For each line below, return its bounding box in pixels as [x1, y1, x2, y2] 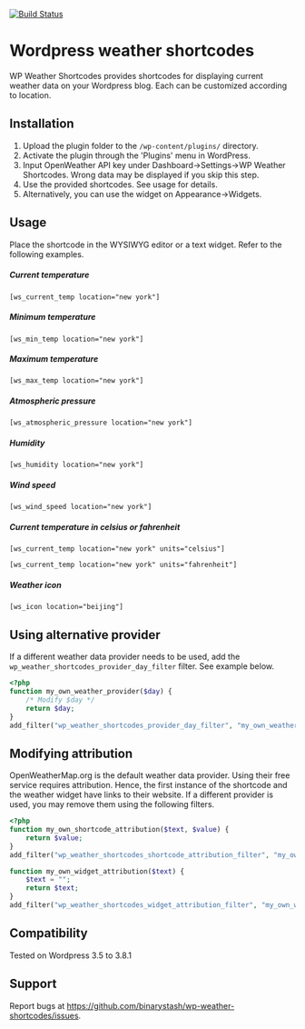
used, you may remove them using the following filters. [9, 799, 215, 810]
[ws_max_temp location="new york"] [9, 376, 144, 385]
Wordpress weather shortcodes [9, 41, 255, 61]
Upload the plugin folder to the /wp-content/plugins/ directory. [22, 140, 259, 151]
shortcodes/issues [9, 1010, 79, 1021]
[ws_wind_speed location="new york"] [9, 503, 152, 512]
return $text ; [25, 884, 79, 893]
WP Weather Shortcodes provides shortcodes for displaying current [9, 70, 263, 81]
